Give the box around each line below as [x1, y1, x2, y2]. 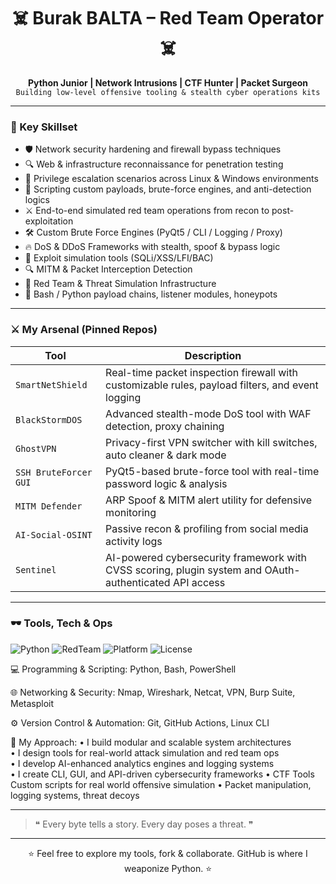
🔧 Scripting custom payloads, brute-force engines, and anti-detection [24, 183, 312, 195]
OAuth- [264, 563, 301, 577]
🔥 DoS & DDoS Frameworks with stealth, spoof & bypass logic [24, 241, 281, 253]
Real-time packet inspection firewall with [105, 365, 298, 379]
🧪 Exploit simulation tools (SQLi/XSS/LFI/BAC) [24, 252, 214, 264]
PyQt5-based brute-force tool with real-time [105, 464, 320, 478]
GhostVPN [15, 443, 57, 454]
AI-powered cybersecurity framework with [105, 550, 307, 564]
